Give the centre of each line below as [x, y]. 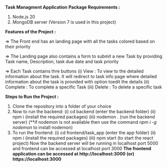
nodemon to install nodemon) [43, 127]
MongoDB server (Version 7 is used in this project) [64, 22]
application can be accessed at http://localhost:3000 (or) [73, 154]
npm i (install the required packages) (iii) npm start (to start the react [83, 138]
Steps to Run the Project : [32, 97]
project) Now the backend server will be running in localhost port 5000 [85, 143]
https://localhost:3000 [37, 159]
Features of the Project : [31, 32]
